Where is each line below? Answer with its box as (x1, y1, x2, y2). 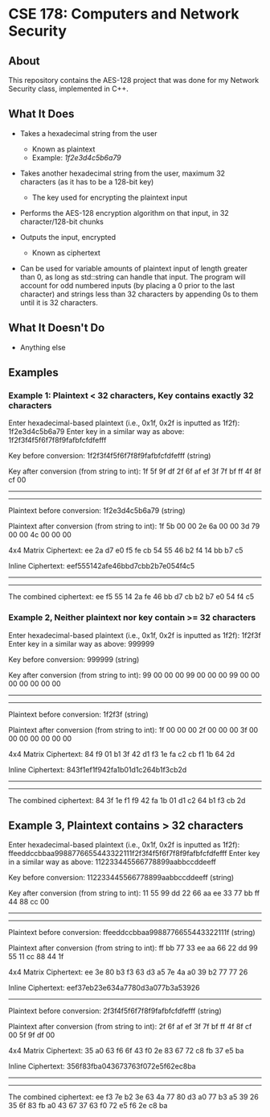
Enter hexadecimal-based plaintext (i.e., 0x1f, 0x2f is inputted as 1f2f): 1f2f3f (8, 630, 261, 640)
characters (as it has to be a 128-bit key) (19, 176, 154, 186)
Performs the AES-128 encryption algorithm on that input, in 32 (19, 208, 229, 217)
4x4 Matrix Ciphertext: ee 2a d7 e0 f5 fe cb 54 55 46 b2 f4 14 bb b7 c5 (8, 545, 243, 556)
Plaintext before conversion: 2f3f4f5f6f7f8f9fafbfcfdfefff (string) (8, 1006, 223, 1016)
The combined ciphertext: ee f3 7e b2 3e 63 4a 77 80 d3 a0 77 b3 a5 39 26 (8, 1092, 259, 1102)
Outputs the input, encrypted (19, 232, 117, 242)
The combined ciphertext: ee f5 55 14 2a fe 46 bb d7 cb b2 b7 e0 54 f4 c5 (8, 592, 255, 602)
